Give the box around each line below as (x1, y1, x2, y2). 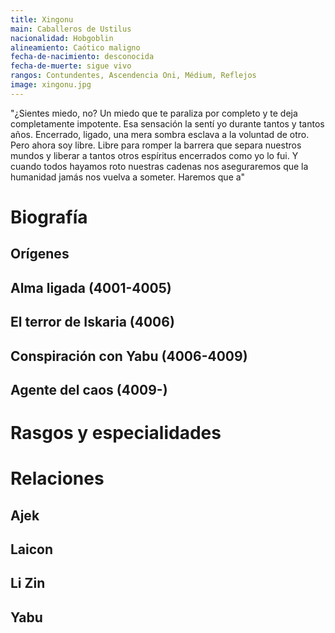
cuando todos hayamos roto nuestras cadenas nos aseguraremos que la (10, 160, 309, 172)
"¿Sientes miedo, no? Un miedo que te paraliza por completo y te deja (10, 107, 298, 119)
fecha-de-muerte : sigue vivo (10, 61, 132, 71)
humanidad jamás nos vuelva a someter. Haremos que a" (10, 171, 246, 183)
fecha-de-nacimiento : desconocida (10, 52, 155, 62)
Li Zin (10, 575, 46, 592)
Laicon (10, 541, 54, 558)
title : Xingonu (10, 14, 74, 25)
